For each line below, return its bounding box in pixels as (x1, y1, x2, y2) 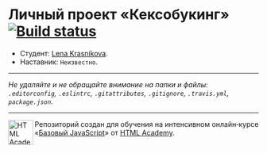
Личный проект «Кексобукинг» (8, 6, 230, 24)
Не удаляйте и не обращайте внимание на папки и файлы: (8, 79, 208, 89)
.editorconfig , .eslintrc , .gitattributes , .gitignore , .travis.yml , (8, 88, 229, 98)
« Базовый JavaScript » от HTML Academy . (34, 128, 175, 137)
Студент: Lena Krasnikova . (19, 48, 109, 58)
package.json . (8, 97, 53, 106)
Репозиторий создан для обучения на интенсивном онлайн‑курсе (34, 119, 259, 128)
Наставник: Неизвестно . (19, 57, 99, 67)
